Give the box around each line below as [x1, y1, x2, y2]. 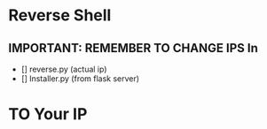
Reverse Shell [8, 5, 112, 26]
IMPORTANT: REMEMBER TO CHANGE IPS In [8, 41, 258, 56]
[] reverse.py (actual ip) [20, 64, 107, 74]
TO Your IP [8, 104, 88, 125]
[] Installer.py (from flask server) [20, 73, 139, 84]
